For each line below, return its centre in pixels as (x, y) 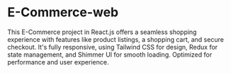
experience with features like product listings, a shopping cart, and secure (116, 39)
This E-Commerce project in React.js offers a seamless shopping (102, 32)
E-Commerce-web (63, 12)
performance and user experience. (58, 62)
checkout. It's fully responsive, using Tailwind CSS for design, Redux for (113, 47)
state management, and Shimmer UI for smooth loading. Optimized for (110, 55)
